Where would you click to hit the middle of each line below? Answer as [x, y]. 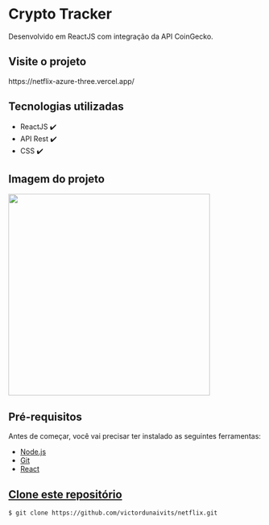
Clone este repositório [65, 494]
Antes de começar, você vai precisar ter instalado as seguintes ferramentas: [135, 436]
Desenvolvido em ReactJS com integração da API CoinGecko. [111, 36]
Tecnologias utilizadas [66, 107]
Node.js [33, 452]
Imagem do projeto [56, 179]
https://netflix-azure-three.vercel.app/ [72, 81]
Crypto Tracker [60, 14]
